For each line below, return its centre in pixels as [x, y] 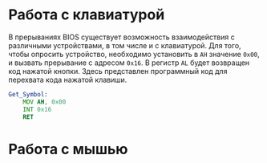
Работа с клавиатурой [87, 15]
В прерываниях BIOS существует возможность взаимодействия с [121, 37]
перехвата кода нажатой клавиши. [68, 79]
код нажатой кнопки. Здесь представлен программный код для [118, 71]
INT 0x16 [37, 109]
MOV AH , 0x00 [44, 102]
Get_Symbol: [28, 94]
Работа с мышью [68, 149]
